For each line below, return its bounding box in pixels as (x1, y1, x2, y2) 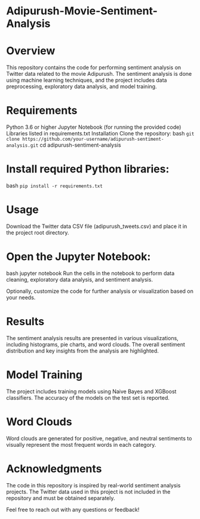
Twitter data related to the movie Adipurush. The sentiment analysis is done (6, 70, 192, 78)
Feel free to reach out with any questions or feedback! (6, 506, 140, 513)
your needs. (6, 294, 36, 301)
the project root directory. (6, 228, 70, 236)
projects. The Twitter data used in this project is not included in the (6, 488, 171, 495)
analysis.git (6, 143, 39, 149)
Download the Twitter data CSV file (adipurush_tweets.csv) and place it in (6, 223, 187, 230)
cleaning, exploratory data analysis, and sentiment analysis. (6, 276, 153, 283)
